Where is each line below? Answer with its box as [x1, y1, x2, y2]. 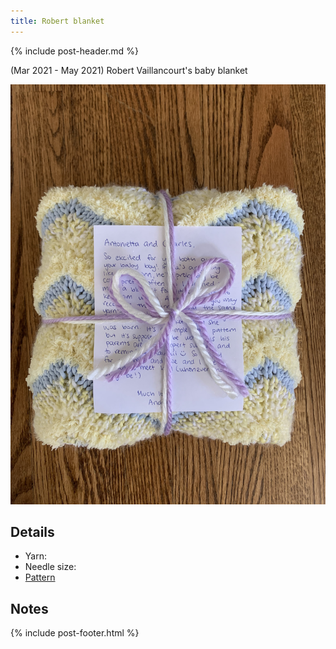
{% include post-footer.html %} [10, 627, 140, 639]
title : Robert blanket [10, 16, 105, 26]
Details [10, 524, 55, 541]
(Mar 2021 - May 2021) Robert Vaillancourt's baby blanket [10, 64, 248, 76]
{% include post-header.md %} [10, 45, 139, 57]
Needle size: [24, 561, 77, 573]
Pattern [24, 571, 56, 584]
